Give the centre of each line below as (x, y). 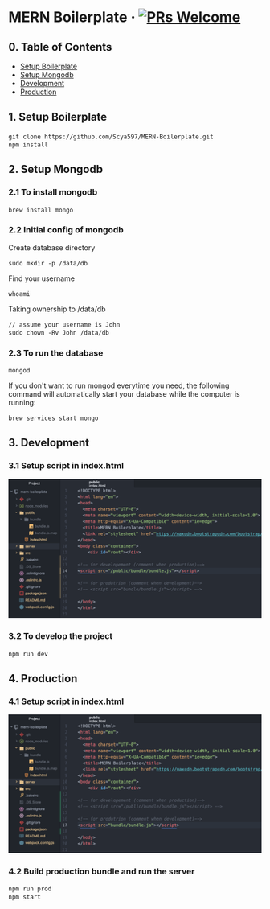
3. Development (49, 443)
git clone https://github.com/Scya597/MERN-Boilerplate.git (111, 137)
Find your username (41, 278)
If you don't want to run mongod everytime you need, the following (119, 385)
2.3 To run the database (56, 352)
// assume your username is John (64, 325)
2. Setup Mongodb (55, 169)
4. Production (43, 679)
